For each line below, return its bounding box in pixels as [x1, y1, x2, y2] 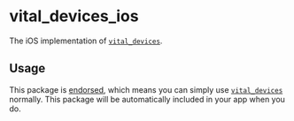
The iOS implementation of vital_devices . [9, 35, 163, 46]
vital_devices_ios [9, 6, 139, 26]
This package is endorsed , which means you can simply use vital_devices [9, 84, 283, 95]
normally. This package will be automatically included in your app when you [9, 94, 286, 104]
